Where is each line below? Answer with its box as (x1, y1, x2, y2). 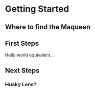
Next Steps (5, 66, 40, 74)
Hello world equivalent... (5, 52, 54, 58)
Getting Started (5, 3, 70, 15)
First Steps (5, 39, 39, 47)
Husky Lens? (5, 81, 37, 88)
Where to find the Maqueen (5, 23, 91, 31)
